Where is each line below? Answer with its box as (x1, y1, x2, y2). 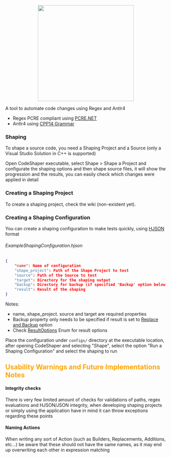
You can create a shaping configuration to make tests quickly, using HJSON (5, 225, 165, 231)
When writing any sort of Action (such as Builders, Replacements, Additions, (5, 435, 166, 442)
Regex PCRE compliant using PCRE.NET (12, 115, 97, 121)
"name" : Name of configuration (14, 263, 81, 268)
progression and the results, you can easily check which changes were (5, 171, 155, 178)
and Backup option (12, 322, 53, 328)
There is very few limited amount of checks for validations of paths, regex (5, 397, 161, 403)
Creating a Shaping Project (5, 189, 74, 197)
